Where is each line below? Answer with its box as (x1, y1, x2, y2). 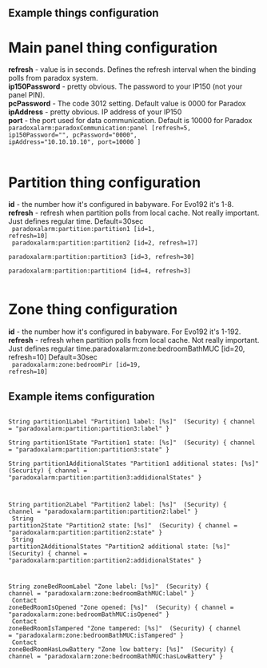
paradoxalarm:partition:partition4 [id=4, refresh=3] (8, 267, 192, 275)
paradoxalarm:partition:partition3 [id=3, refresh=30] (8, 253, 195, 261)
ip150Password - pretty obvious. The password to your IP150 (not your (8, 82, 243, 91)
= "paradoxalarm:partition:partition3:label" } (8, 425, 170, 433)
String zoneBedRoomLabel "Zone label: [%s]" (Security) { (8, 583, 209, 590)
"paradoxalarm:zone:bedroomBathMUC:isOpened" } (8, 610, 170, 618)
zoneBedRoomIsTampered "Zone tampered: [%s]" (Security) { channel (8, 624, 241, 632)
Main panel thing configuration (8, 38, 218, 57)
